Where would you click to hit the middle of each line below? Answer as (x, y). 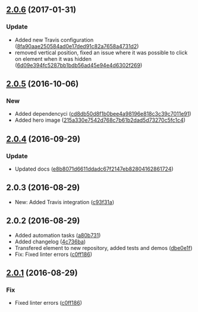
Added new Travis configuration (54, 40)
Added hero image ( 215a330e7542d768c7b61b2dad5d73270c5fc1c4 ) (100, 120)
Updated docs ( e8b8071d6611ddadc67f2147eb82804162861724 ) (94, 169)
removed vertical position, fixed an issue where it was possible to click (101, 52)
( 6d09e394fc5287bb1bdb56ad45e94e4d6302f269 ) (78, 65)
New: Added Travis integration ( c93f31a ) (65, 202)
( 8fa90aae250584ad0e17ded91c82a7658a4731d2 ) (77, 46)
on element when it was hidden (53, 58)
